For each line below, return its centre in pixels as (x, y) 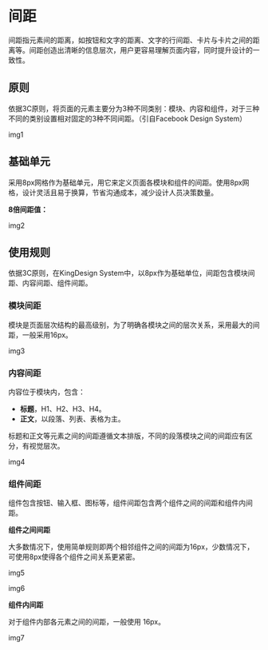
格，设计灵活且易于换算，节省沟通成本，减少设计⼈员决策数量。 (113, 192)
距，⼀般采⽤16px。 (41, 335)
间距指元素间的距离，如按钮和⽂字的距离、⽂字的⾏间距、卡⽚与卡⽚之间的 (130, 40)
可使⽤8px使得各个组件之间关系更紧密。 (74, 557)
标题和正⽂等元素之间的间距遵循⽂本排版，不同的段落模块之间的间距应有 (127, 436)
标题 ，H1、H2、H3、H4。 (63, 409)
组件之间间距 (29, 530)
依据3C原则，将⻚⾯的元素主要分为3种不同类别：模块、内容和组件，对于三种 (134, 108)
